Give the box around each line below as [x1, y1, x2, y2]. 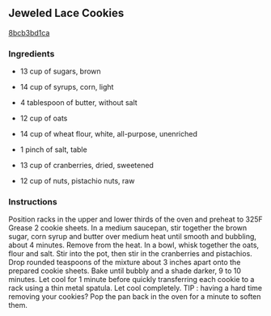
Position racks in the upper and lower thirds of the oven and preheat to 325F [8, 214, 263, 225]
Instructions [8, 196, 58, 208]
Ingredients [8, 48, 55, 59]
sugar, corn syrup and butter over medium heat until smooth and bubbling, [8, 232, 257, 242]
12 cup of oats [19, 113, 68, 124]
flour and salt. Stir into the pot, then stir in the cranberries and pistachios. [8, 249, 252, 259]
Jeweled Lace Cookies [8, 6, 125, 20]
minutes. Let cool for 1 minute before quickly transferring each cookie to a [8, 275, 255, 284]
